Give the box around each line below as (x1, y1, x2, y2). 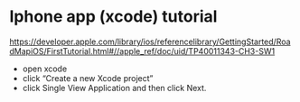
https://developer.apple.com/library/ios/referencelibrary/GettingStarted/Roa (9, 36, 291, 47)
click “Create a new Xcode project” (22, 72, 154, 83)
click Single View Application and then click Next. (22, 82, 207, 93)
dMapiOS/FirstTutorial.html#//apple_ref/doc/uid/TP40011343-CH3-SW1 (9, 45, 276, 56)
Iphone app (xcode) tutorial (9, 6, 218, 27)
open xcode (22, 63, 68, 74)
